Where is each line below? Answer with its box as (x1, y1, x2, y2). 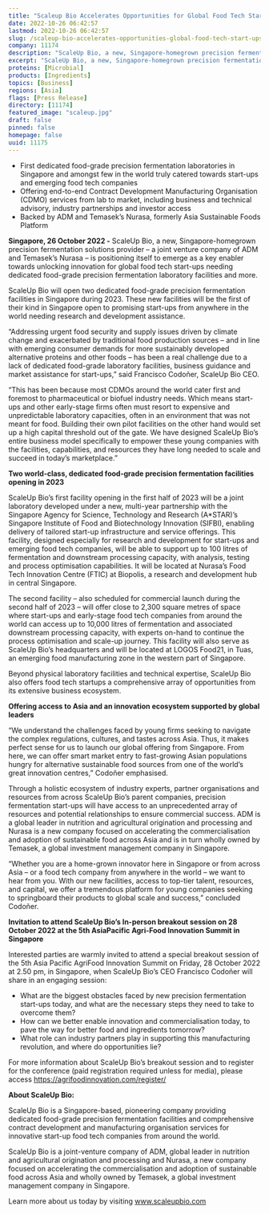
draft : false (8, 116, 52, 124)
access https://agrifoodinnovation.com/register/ (8, 1074, 167, 1084)
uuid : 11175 (8, 138, 48, 147)
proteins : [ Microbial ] (8, 64, 84, 72)
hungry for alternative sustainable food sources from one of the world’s (8, 759, 244, 769)
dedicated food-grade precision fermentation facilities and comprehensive (8, 1114, 255, 1123)
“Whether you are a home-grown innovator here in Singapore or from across (8, 859, 261, 868)
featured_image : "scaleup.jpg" (8, 109, 113, 117)
